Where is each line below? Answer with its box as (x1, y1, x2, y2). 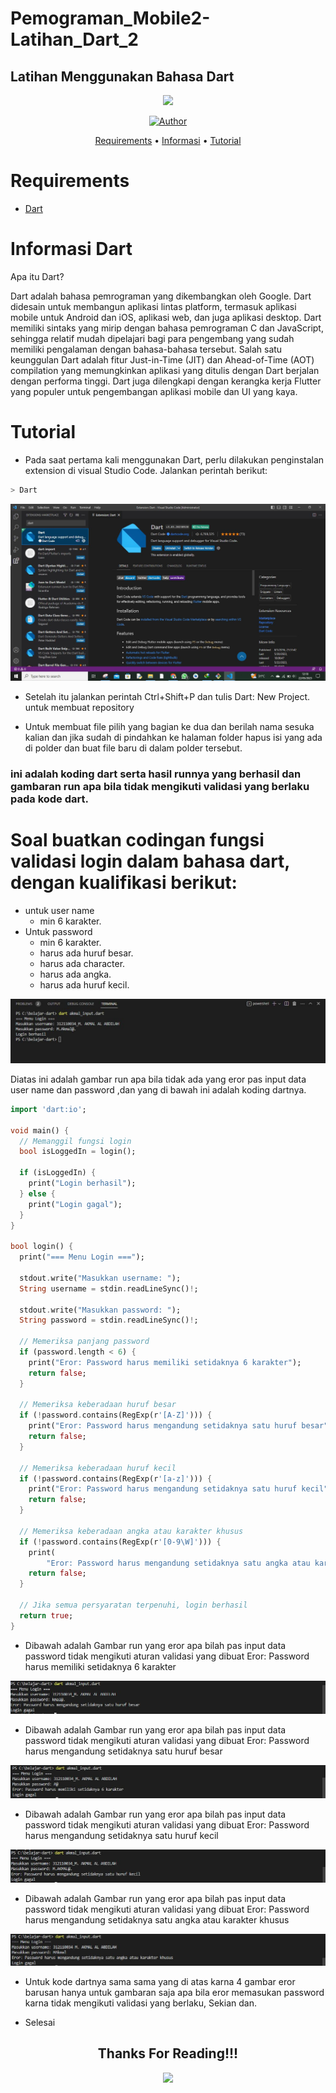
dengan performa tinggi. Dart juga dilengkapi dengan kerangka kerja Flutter (10, 375, 322, 387)
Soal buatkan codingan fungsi (10, 828, 265, 851)
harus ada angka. (39, 968, 112, 980)
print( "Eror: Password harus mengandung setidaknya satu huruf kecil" (28, 1484, 329, 1494)
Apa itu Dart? (10, 270, 65, 282)
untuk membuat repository (24, 701, 135, 713)
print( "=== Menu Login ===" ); (19, 1252, 145, 1262)
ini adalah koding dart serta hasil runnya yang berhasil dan (10, 767, 302, 781)
